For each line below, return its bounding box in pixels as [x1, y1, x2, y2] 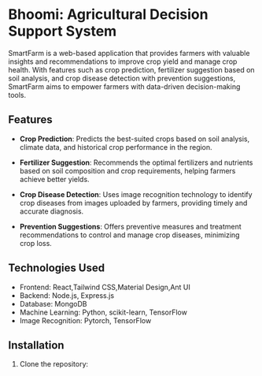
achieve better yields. [19, 174, 90, 184]
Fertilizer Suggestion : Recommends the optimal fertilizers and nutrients [19, 158, 253, 167]
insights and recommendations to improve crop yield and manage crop [8, 57, 238, 66]
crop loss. [19, 238, 53, 248]
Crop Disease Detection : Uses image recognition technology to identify [19, 189, 253, 199]
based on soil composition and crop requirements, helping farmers [19, 166, 236, 175]
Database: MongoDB [19, 299, 87, 308]
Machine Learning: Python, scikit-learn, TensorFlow [19, 307, 187, 317]
